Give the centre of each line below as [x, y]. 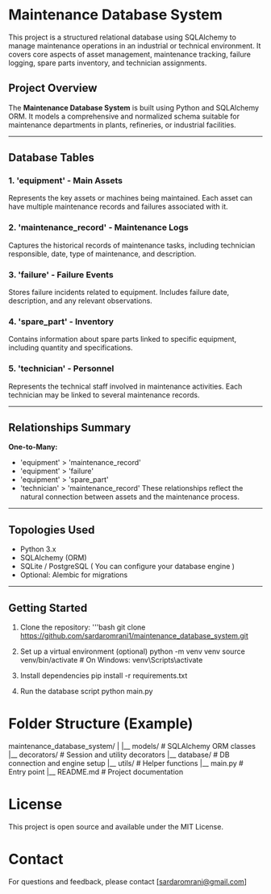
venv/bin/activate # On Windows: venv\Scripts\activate [111, 660]
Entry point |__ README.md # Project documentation [96, 772]
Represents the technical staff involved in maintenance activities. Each [125, 386]
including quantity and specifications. [71, 347]
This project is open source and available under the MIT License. [116, 826]
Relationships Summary [70, 428]
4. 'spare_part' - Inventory [61, 322]
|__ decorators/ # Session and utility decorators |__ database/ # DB [119, 755]
